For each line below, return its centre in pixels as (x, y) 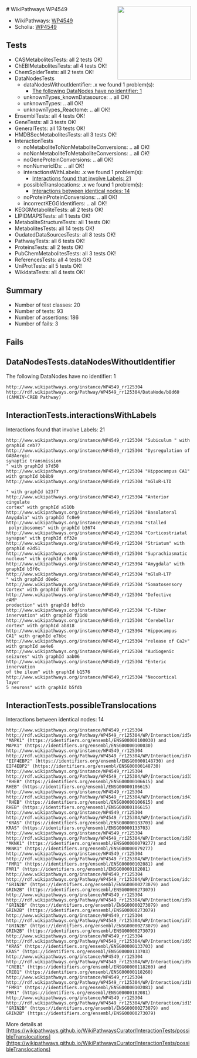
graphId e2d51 (23, 548)
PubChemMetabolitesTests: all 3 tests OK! (65, 253)
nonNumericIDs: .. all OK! (54, 166)
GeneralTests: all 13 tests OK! (50, 128)
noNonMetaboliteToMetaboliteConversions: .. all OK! (86, 153)
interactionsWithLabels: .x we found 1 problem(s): (83, 172)
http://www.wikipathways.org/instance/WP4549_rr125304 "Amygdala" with (95, 564)
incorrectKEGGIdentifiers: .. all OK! (65, 203)
